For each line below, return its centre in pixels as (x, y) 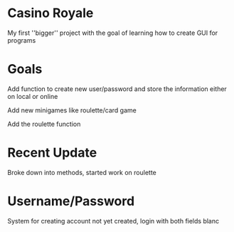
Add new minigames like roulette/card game (72, 110)
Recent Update (52, 153)
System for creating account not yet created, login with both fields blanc (113, 221)
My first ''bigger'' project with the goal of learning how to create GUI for (113, 33)
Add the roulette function (44, 124)
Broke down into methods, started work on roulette (82, 172)
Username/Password (71, 201)
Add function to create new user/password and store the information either (117, 89)
